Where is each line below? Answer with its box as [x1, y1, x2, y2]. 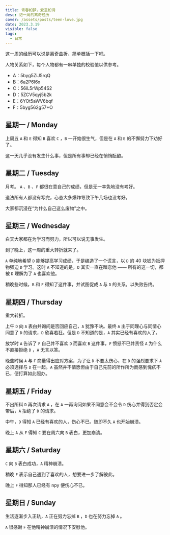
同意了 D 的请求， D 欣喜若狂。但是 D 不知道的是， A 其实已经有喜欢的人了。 [5, 330, 160, 336]
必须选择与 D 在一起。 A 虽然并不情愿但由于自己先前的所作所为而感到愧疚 [5, 364, 157, 370]
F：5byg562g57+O [12, 104, 53, 110]
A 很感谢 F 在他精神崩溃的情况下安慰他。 [5, 524, 90, 530]
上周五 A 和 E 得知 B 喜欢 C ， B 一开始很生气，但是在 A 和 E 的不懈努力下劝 [5, 135, 158, 141]
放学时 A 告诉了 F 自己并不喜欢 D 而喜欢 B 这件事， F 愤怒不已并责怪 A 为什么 [5, 340, 162, 346]
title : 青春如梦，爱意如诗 [5, 7, 56, 13]
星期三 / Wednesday [5, 221, 70, 230]
